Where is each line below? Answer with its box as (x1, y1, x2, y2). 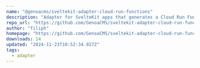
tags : (6, 47, 20, 53)
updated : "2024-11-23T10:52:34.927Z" (6, 42, 100, 48)
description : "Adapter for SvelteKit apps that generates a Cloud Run (6, 14, 185, 20)
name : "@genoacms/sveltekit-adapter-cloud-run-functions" (6, 8, 153, 15)
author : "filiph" (6, 25, 49, 31)
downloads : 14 (6, 36, 42, 42)
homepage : (6, 31, 31, 37)
